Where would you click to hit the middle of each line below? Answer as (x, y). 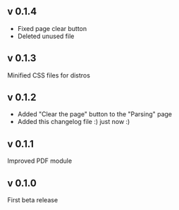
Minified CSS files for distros (49, 75)
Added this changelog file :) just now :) (74, 122)
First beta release (33, 200)
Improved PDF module (40, 161)
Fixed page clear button (52, 28)
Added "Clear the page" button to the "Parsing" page (95, 114)
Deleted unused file (46, 36)
